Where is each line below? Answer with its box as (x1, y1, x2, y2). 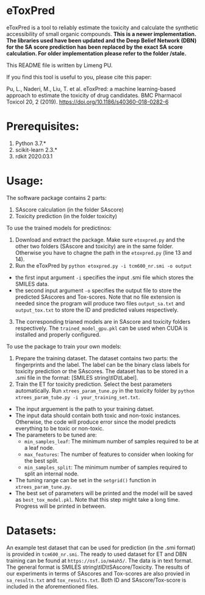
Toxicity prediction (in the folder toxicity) (15, 212, 118, 219)
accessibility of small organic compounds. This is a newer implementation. (6, 30, 196, 37)
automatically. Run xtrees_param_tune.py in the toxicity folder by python (15, 387, 195, 394)
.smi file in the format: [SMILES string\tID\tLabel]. (15, 374, 138, 381)
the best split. (24, 457, 59, 464)
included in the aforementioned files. (6, 583, 99, 590)
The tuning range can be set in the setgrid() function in (15, 476, 157, 483)
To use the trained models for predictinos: (6, 224, 112, 232)
